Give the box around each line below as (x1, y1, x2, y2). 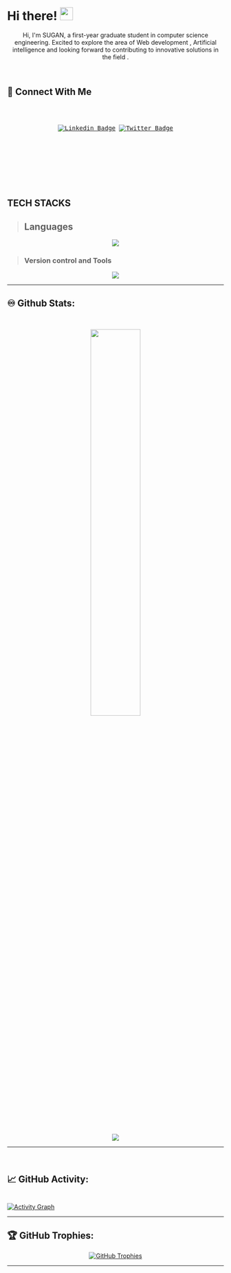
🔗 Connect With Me (7, 86, 92, 98)
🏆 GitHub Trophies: (7, 1230, 94, 1241)
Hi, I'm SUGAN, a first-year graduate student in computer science (23, 31, 208, 39)
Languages (23, 221, 74, 232)
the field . (102, 52, 129, 61)
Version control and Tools (23, 255, 112, 265)
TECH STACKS (7, 197, 71, 209)
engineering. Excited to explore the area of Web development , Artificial (14, 38, 217, 46)
